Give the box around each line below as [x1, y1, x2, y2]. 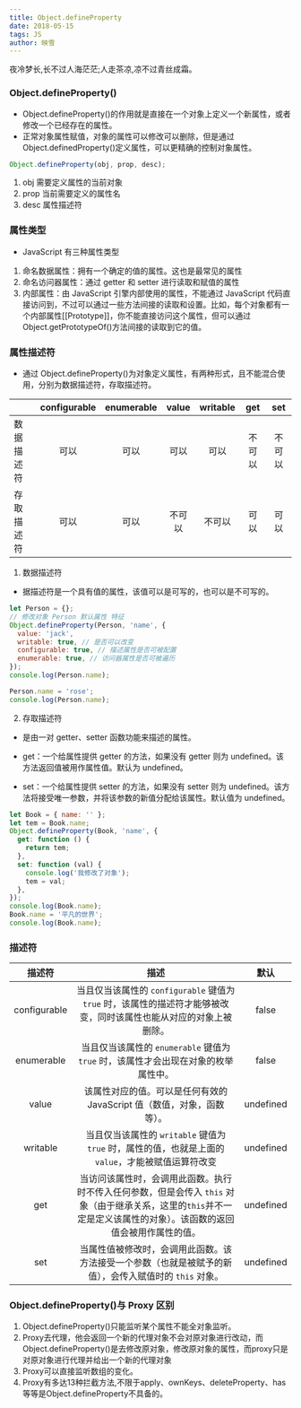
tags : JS [9, 30, 42, 39]
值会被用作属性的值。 [110, 1226, 202, 1239]
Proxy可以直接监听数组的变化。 [21, 1366, 139, 1377]
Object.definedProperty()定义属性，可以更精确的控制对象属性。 [21, 142, 257, 152]
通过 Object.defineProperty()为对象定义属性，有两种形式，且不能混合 [21, 369, 278, 379]
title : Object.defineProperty [9, 13, 123, 22]
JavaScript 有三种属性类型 [21, 246, 119, 256]
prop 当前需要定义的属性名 [21, 188, 121, 199]
